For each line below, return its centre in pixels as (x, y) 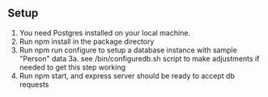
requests (34, 84)
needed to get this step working (72, 67)
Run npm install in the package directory (87, 41)
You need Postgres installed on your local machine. (105, 32)
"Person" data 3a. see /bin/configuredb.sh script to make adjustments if (139, 58)
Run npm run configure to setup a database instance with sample (128, 50)
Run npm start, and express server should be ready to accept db (127, 75)
